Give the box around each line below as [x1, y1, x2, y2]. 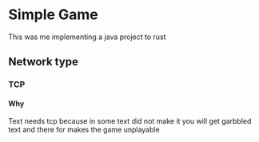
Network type [8, 55, 78, 69]
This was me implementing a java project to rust [8, 32, 166, 41]
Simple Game [8, 6, 98, 24]
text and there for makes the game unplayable [8, 125, 160, 135]
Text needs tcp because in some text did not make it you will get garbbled [8, 116, 252, 126]
